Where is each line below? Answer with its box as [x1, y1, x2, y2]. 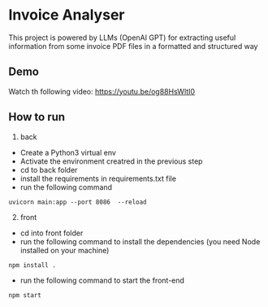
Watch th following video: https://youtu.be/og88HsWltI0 [8, 86, 196, 96]
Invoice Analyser [8, 6, 125, 24]
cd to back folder [19, 164, 78, 174]
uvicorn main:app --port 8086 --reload [8, 198, 148, 206]
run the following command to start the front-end [19, 275, 185, 285]
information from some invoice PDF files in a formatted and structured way [8, 41, 258, 50]
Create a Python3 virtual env [19, 147, 116, 157]
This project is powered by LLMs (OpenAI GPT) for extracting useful [8, 33, 236, 42]
